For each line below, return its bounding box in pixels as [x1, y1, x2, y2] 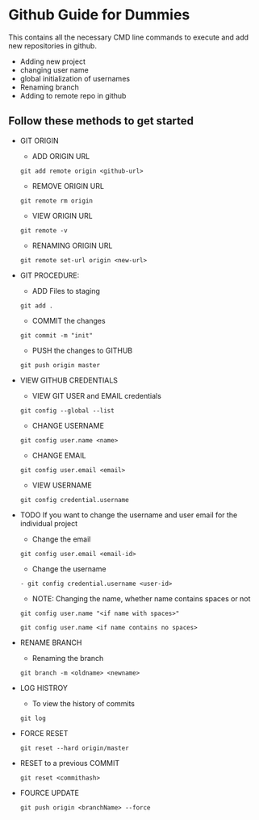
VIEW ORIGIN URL [31, 211, 93, 220]
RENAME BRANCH [19, 638, 82, 647]
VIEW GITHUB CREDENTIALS [19, 375, 119, 385]
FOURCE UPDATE [19, 788, 79, 797]
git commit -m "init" [19, 331, 93, 340]
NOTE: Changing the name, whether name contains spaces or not [31, 593, 251, 603]
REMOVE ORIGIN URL [31, 181, 105, 190]
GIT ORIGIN [19, 136, 59, 145]
